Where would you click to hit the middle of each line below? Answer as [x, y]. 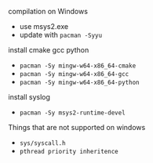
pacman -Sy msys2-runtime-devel [72, 113]
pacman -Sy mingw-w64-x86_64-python [79, 82]
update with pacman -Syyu [61, 35]
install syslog [29, 97]
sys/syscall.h [42, 143]
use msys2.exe [44, 26]
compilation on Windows [48, 11]
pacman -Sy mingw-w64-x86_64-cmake [78, 66]
